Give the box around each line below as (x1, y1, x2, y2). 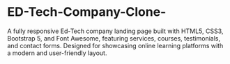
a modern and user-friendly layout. (7, 49, 107, 57)
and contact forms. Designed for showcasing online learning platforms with (7, 41, 224, 50)
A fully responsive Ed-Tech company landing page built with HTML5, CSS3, (7, 27, 224, 35)
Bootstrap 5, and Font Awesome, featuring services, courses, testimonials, (7, 34, 221, 42)
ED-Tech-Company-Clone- (7, 4, 167, 20)
